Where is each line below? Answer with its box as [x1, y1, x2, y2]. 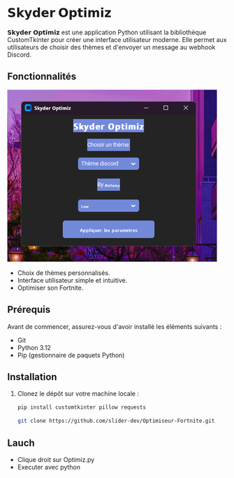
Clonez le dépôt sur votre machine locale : [17, 390, 140, 398]
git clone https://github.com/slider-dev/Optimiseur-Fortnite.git [17, 418, 215, 425]
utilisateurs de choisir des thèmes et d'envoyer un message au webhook [7, 43, 216, 51]
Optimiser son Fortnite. [17, 283, 84, 292]
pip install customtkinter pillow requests [17, 404, 147, 411]
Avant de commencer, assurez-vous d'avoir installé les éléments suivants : [7, 322, 222, 330]
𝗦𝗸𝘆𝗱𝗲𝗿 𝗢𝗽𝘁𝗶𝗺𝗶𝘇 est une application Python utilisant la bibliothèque [7, 28, 207, 36]
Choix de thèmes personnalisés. [17, 268, 110, 277]
